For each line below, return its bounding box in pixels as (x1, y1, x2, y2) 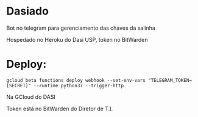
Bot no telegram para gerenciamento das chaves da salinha (6, 24, 155, 32)
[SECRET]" (6, 82, 32, 89)
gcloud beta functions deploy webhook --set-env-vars (6, 77, 146, 83)
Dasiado (6, 4, 49, 18)
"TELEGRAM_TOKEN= (148, 77, 192, 83)
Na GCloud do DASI (6, 93, 56, 101)
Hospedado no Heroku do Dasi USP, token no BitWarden (6, 36, 148, 43)
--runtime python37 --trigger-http (33, 82, 124, 89)
